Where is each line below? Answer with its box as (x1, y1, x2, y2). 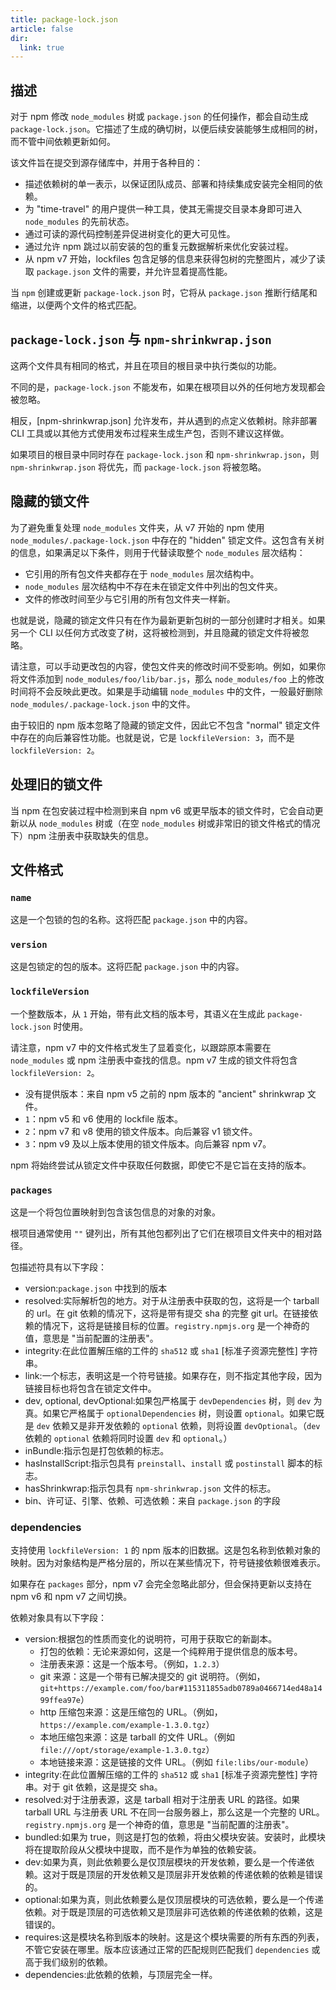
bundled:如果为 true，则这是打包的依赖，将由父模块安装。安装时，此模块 (24, 1831, 326, 1843)
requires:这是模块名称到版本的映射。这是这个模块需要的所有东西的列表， (24, 1931, 325, 1943)
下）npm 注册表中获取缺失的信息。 (10, 829, 155, 841)
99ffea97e (39, 1696, 82, 1706)
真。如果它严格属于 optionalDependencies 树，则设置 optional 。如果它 (24, 1407, 317, 1420)
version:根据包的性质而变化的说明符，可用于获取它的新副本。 (24, 1633, 278, 1645)
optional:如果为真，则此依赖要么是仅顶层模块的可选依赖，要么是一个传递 (24, 1894, 324, 1906)
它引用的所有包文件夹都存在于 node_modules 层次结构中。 (24, 567, 260, 580)
